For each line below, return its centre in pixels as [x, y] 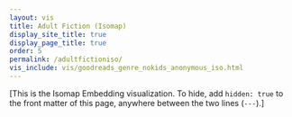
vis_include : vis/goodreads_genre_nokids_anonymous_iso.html [127, 68]
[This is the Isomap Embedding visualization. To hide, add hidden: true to [146, 93]
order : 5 [26, 51]
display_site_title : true [58, 34]
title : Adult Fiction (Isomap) [68, 26]
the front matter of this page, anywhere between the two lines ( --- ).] [137, 103]
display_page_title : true [58, 43]
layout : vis [32, 18]
